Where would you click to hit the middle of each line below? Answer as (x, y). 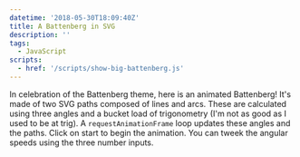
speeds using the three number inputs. (82, 142)
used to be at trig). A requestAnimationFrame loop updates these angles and (150, 123)
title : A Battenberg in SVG (63, 26)
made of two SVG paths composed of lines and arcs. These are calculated (148, 103)
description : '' (40, 34)
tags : (19, 43)
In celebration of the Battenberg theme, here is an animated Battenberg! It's (150, 94)
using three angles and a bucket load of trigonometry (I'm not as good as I (148, 113)
